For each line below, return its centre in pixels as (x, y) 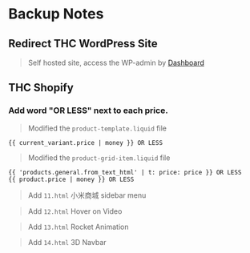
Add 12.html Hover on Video (75, 211)
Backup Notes (56, 14)
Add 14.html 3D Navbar (67, 242)
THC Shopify (41, 88)
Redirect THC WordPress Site (83, 44)
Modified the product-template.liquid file (97, 128)
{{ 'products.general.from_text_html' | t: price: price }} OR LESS (125, 172)
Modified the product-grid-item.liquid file (99, 158)
